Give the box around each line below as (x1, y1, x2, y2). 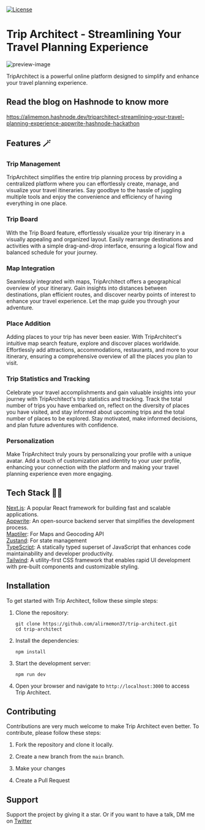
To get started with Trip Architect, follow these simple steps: (6, 597, 158, 604)
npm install (15, 648, 46, 655)
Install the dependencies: (15, 637, 80, 644)
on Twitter (6, 817, 32, 825)
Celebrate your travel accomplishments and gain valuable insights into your (6, 389, 196, 396)
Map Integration (6, 264, 55, 273)
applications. (6, 510, 39, 518)
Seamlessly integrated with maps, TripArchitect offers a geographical (6, 278, 181, 285)
